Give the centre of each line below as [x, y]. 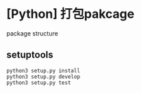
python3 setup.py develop [43, 77]
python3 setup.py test [39, 83]
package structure [33, 33]
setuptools [30, 55]
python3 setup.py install [43, 70]
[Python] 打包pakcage [70, 14]
